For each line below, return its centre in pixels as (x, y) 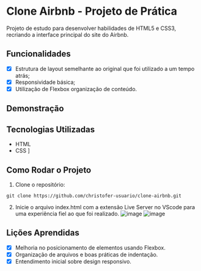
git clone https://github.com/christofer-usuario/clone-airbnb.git (94, 196)
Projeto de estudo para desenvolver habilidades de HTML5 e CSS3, (91, 28)
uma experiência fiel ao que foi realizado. (67, 213)
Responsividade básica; (45, 82)
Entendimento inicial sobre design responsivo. (73, 261)
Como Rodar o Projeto (49, 170)
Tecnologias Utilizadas (51, 129)
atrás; (22, 75)
